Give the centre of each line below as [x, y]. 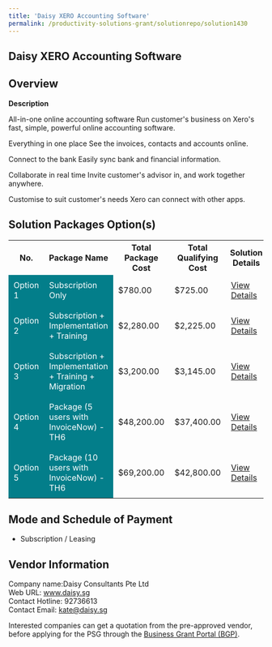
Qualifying [198, 258]
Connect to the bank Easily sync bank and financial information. [115, 159]
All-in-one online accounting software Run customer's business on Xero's [132, 119]
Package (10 [74, 457]
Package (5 [71, 406]
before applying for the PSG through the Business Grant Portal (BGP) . [124, 634]
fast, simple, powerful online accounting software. [92, 127]
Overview [34, 84]
